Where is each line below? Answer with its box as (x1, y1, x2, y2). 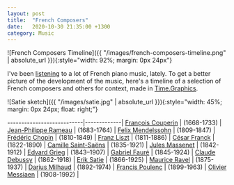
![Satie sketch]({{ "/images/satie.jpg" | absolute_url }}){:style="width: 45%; (7, 98, 223, 106)
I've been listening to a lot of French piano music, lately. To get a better (7, 70, 211, 78)
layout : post (7, 10, 45, 17)
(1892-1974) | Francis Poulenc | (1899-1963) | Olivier (76, 163, 227, 171)
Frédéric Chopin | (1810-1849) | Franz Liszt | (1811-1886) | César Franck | (7, 134, 214, 142)
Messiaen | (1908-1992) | (7, 170, 79, 179)
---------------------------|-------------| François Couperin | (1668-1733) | (7, 119, 222, 127)
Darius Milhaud (28, 163, 72, 171)
